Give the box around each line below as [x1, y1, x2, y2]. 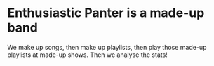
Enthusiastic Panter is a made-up [7, 5, 205, 21]
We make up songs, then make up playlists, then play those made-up [7, 43, 207, 51]
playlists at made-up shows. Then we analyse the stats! [7, 51, 168, 59]
